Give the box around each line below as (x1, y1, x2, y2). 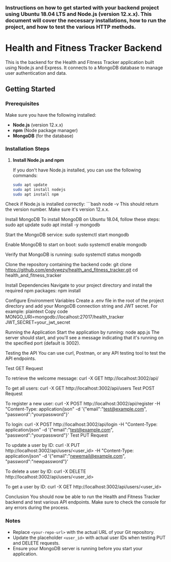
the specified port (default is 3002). (5, 340, 81, 347)
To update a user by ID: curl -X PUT (5, 442, 80, 448)
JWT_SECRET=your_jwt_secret (5, 319, 70, 326)
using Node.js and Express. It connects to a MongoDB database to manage (5, 64, 163, 71)
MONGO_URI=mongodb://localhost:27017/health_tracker (5, 314, 124, 320)
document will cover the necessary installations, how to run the (5, 17, 166, 24)
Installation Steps (5, 145, 50, 153)
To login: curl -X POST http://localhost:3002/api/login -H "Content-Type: (5, 421, 158, 427)
